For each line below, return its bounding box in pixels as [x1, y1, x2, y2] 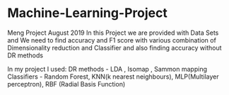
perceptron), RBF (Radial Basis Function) [7, 79, 126, 88]
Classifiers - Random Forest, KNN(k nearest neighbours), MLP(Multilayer [7, 72, 219, 81]
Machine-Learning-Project [7, 5, 168, 21]
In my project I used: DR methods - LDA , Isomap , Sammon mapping [7, 65, 207, 73]
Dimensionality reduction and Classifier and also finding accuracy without [7, 43, 222, 52]
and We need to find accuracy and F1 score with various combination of [7, 35, 217, 44]
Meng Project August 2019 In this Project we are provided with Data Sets [7, 28, 219, 37]
